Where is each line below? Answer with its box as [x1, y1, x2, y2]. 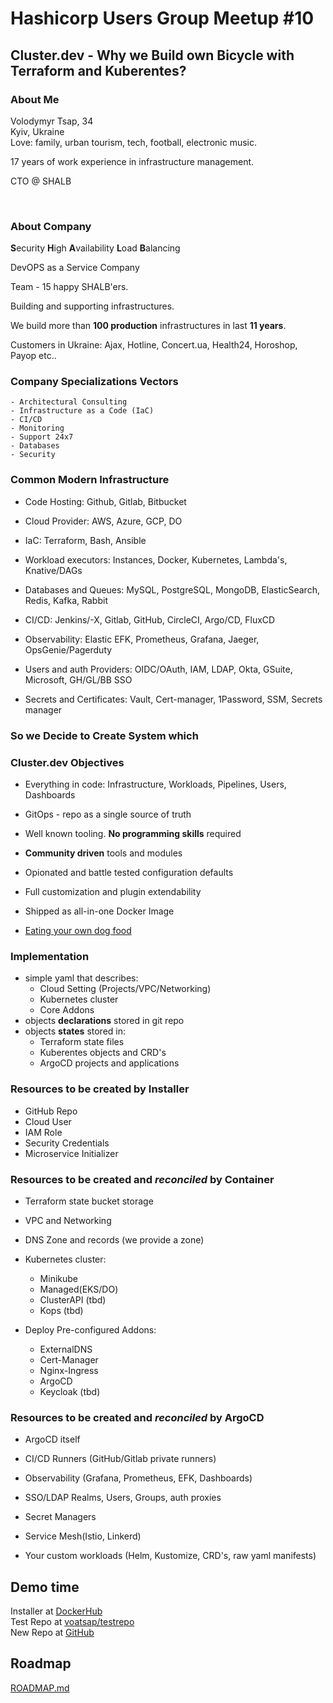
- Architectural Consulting [10, 397, 128, 407]
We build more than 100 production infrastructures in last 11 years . [10, 320, 287, 332]
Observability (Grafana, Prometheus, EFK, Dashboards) [24, 1472, 253, 1484]
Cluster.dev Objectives [10, 755, 125, 769]
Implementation [10, 949, 90, 963]
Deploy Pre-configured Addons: [24, 1323, 157, 1336]
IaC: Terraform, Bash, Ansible [24, 534, 147, 546]
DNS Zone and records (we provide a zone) [24, 1233, 205, 1246]
